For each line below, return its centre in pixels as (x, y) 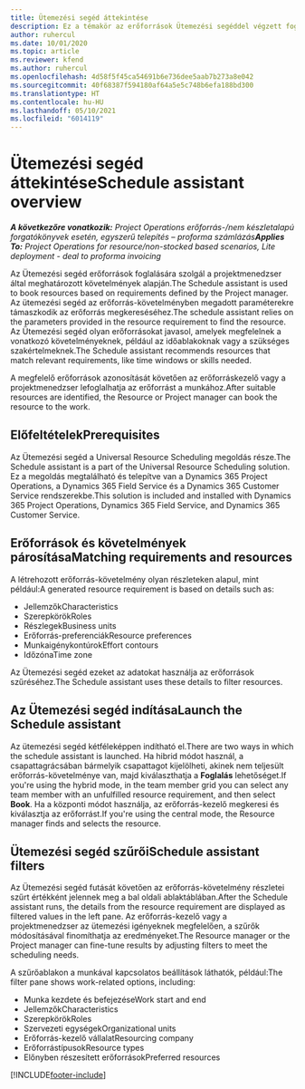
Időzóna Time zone (58, 654)
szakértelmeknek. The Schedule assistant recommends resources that (140, 351)
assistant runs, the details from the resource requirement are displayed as (148, 907)
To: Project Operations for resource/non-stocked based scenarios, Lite (143, 246)
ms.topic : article (45, 52)
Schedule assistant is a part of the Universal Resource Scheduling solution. (150, 467)
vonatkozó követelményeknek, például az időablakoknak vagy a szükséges (150, 342)
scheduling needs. (45, 955)
